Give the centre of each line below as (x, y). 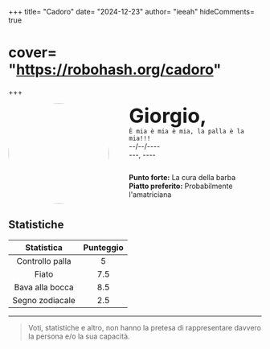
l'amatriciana (150, 194)
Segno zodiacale (44, 300)
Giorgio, (168, 115)
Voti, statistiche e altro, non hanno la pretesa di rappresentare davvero (145, 327)
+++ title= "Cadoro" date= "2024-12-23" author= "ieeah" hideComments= (131, 12)
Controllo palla (44, 261)
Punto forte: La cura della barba (182, 177)
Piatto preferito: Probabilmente (181, 186)
